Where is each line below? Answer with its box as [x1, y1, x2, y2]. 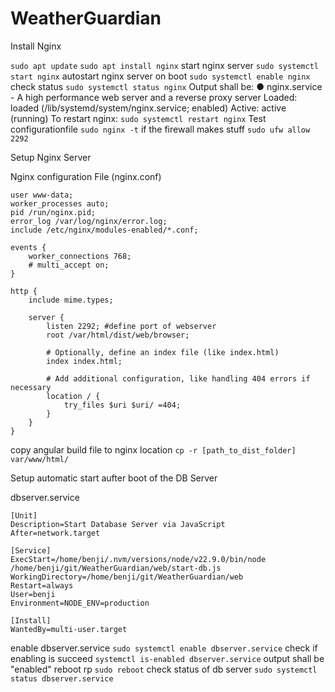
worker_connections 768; [28, 251, 132, 261]
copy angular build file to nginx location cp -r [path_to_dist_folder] [10, 443, 297, 456]
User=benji [10, 589, 56, 599]
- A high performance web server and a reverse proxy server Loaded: [10, 91, 298, 103]
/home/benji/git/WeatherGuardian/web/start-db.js [10, 563, 222, 573]
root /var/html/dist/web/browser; [46, 330, 190, 340]
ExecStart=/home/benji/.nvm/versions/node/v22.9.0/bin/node [10, 554, 267, 564]
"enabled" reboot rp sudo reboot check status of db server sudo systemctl [10, 663, 318, 675]
